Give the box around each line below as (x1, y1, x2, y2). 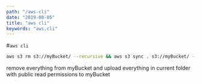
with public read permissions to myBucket (6, 71, 110, 78)
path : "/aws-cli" (6, 8, 50, 15)
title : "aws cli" (6, 20, 50, 26)
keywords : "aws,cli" (6, 25, 58, 32)
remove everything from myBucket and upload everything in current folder (6, 64, 191, 72)
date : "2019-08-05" (6, 14, 55, 20)
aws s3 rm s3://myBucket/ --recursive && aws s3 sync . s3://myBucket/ (6, 53, 189, 60)
